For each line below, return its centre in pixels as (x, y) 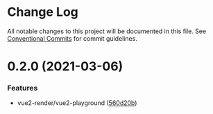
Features (23, 88)
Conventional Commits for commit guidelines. (72, 38)
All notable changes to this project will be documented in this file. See (107, 31)
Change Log (43, 12)
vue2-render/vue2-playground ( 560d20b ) (77, 103)
